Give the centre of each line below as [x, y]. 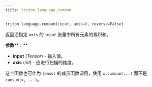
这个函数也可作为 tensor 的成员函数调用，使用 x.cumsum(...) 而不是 [76, 73]
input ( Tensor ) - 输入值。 [39, 56]
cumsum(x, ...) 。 [24, 79]
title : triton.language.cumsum [38, 10]
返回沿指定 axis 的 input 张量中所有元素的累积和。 [58, 34]
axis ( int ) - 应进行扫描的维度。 [44, 62]
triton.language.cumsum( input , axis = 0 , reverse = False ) [65, 24]
